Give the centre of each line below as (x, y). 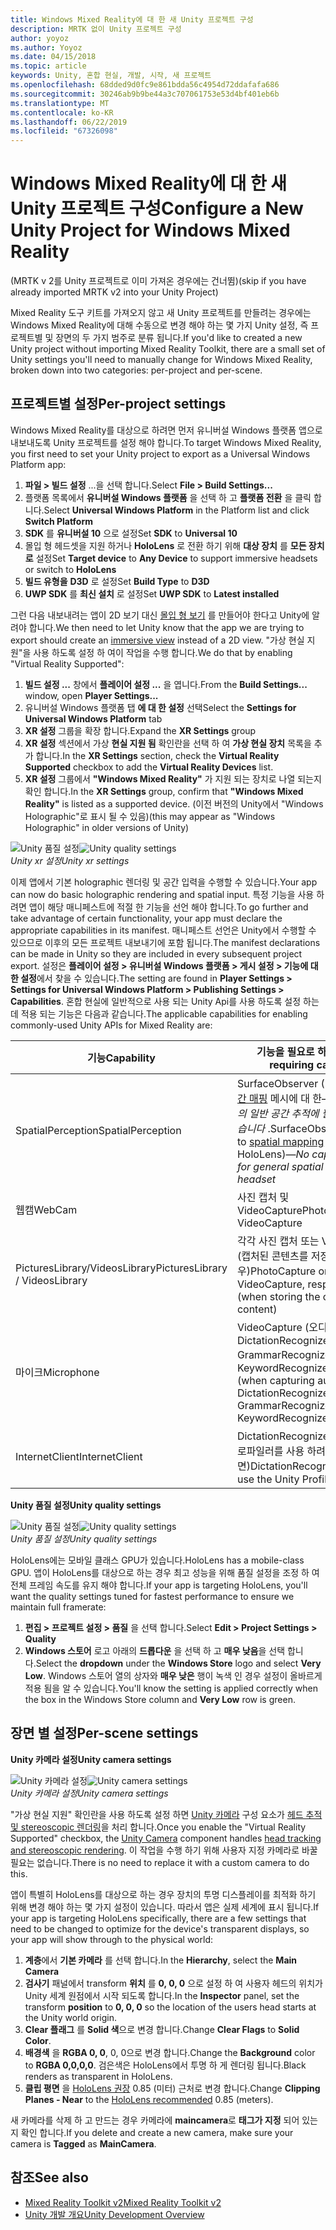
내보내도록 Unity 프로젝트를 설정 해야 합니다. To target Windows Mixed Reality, (166, 442)
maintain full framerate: (58, 1607)
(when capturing (275, 1380)
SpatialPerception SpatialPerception (98, 1130)
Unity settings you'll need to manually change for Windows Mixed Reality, (161, 360)
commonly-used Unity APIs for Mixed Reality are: (111, 1025)
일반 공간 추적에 (284, 1113)
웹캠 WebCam (46, 1209)
